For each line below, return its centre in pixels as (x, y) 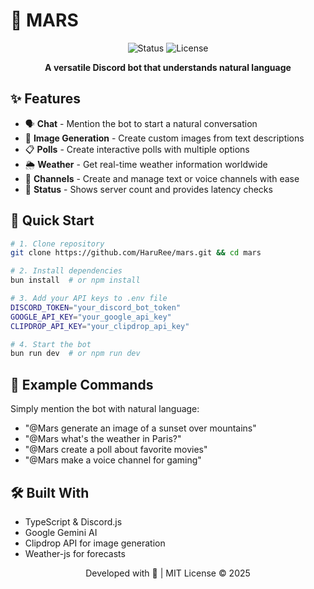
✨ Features (45, 99)
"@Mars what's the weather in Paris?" (103, 439)
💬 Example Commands (82, 384)
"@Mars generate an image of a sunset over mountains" (140, 428)
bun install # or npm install (75, 280)
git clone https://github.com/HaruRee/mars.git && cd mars (136, 253)
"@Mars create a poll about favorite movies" (116, 450)
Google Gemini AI (61, 532)
